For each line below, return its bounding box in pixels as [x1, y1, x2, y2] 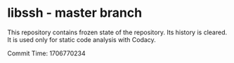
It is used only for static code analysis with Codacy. [7, 35, 156, 43]
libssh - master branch [7, 5, 143, 21]
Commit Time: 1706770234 [7, 49, 86, 57]
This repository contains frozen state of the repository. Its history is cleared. [7, 28, 227, 36]
